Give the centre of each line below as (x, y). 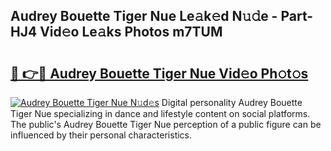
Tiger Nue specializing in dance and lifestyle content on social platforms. (160, 113)
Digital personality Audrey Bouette (232, 102)
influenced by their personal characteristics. (101, 135)
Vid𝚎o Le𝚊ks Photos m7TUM (131, 32)
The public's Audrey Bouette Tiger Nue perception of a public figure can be (166, 124)
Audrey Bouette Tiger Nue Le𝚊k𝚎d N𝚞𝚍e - (144, 16)
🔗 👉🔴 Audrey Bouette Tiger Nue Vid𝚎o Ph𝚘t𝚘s (159, 73)
